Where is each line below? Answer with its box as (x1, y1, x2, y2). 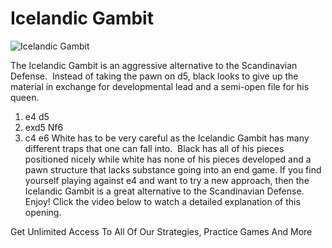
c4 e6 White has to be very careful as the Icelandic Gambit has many (24, 132, 310, 144)
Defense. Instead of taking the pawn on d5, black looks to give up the (10, 70, 299, 82)
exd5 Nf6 (24, 121, 64, 133)
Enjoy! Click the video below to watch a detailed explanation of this (24, 195, 301, 207)
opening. (24, 206, 62, 218)
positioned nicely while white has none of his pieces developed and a (24, 153, 312, 165)
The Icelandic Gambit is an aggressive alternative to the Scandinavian (10, 59, 298, 71)
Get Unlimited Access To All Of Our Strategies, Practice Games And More (10, 225, 313, 237)
